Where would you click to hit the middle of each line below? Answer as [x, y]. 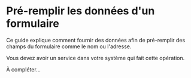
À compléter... [23, 69]
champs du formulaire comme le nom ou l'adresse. [69, 46]
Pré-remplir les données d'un [81, 11]
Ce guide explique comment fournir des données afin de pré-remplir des [96, 40]
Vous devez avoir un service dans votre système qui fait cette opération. [95, 58]
